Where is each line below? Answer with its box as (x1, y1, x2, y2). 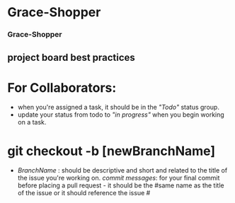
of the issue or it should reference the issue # (17, 189, 151, 197)
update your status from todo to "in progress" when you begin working (17, 110, 224, 119)
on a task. (17, 118, 47, 127)
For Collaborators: (7, 79, 117, 95)
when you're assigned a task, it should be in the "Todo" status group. (17, 103, 219, 112)
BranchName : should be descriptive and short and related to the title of (17, 166, 228, 175)
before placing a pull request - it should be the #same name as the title (17, 181, 224, 190)
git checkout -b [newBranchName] (7, 143, 216, 159)
